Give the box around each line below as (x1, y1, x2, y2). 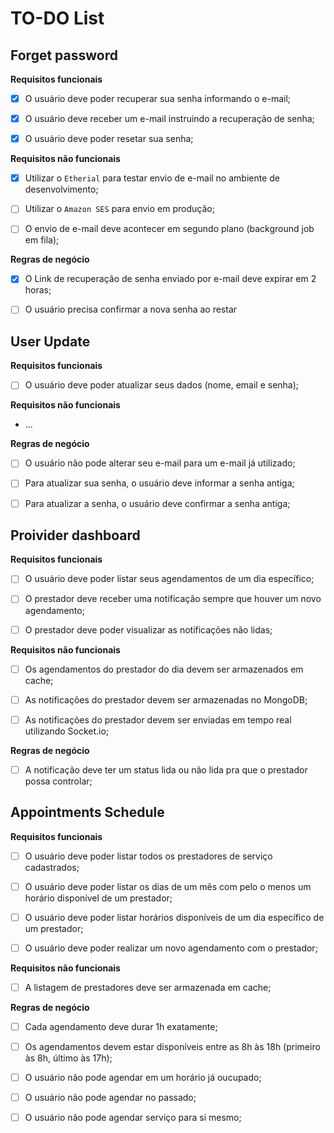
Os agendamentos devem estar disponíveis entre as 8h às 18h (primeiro (24, 1041, 321, 1052)
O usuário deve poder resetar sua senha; (24, 133, 194, 145)
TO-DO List (10, 7, 105, 30)
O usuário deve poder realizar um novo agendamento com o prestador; (24, 942, 318, 954)
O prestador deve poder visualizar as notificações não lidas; (24, 623, 273, 636)
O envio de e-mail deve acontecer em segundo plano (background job (24, 223, 315, 235)
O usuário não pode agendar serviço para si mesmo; (24, 1112, 242, 1124)
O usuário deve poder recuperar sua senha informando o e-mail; (24, 93, 292, 104)
